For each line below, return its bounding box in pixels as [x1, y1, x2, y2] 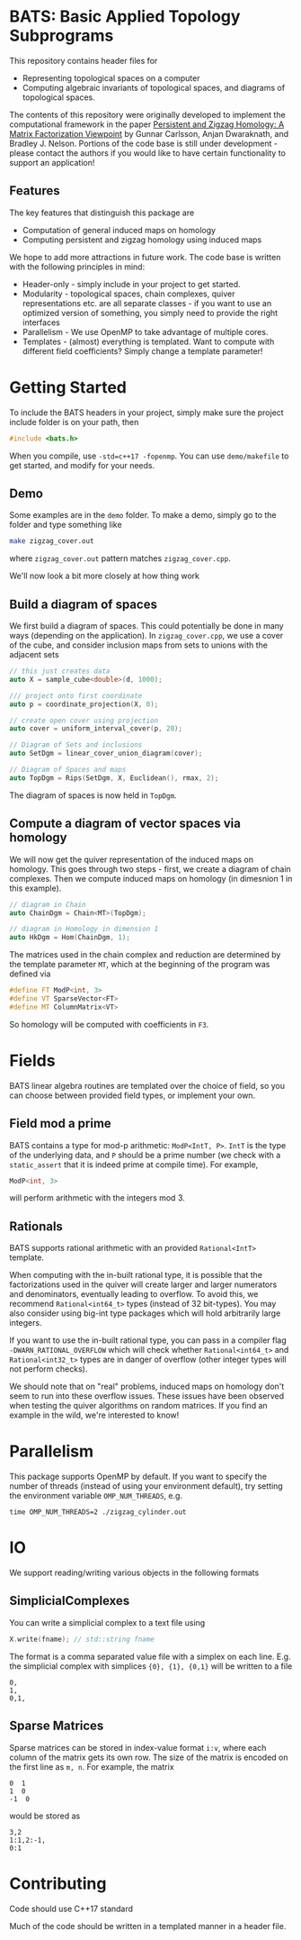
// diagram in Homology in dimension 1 [9, 925, 159, 934]
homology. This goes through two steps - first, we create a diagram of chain [9, 863, 292, 875]
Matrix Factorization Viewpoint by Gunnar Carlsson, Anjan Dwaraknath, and [9, 128, 289, 139]
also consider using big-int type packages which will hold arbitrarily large [9, 1308, 281, 1319]
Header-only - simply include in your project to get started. [22, 278, 241, 289]
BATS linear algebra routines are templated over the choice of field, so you [9, 1080, 286, 1091]
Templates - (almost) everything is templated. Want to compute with [22, 336, 275, 347]
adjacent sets [9, 649, 60, 660]
